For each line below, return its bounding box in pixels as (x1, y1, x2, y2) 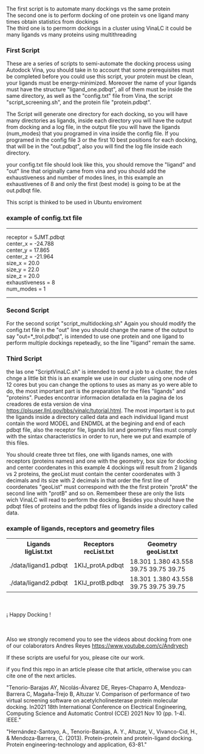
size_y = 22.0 (6, 266, 39, 273)
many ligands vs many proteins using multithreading (6, 31, 137, 38)
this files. (6, 439, 29, 446)
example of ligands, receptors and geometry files (6, 524, 155, 533)
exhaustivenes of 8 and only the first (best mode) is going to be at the (6, 181, 181, 188)
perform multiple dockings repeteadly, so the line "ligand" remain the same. (6, 339, 195, 346)
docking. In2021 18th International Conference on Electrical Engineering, (6, 704, 187, 711)
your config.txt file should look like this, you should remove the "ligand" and (6, 161, 196, 168)
